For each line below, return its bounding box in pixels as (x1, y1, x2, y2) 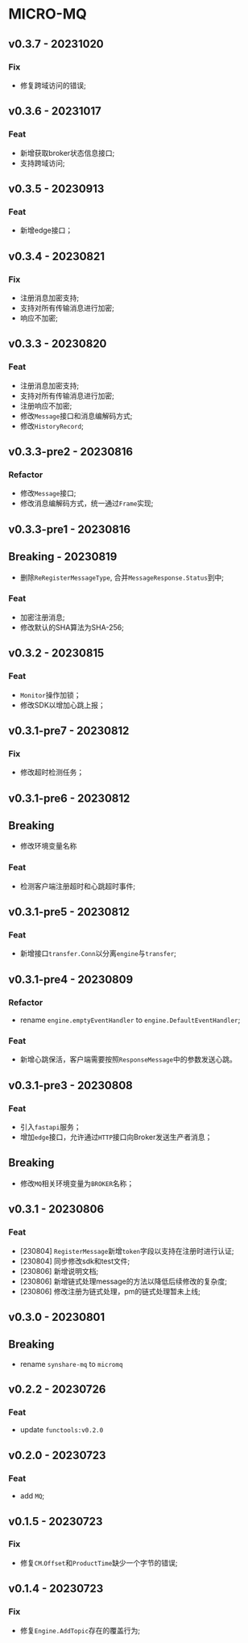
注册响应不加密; (19, 400, 72, 410)
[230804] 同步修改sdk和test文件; (19, 1256, 130, 1266)
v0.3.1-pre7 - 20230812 (8, 723, 130, 737)
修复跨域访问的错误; (19, 80, 87, 90)
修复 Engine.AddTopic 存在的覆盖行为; (19, 1625, 141, 1635)
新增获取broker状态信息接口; (19, 148, 115, 157)
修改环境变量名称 (19, 841, 77, 851)
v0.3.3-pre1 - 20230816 (8, 522, 131, 536)
